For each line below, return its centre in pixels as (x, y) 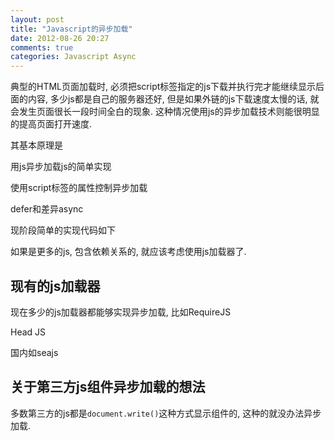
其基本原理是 (36, 145)
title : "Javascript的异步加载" (71, 29)
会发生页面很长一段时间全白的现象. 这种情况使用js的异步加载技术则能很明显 (165, 112)
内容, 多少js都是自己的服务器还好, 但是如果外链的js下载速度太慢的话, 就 (173, 99)
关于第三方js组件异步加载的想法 (108, 387)
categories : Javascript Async (73, 57)
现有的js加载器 (55, 286)
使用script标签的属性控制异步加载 (79, 188)
